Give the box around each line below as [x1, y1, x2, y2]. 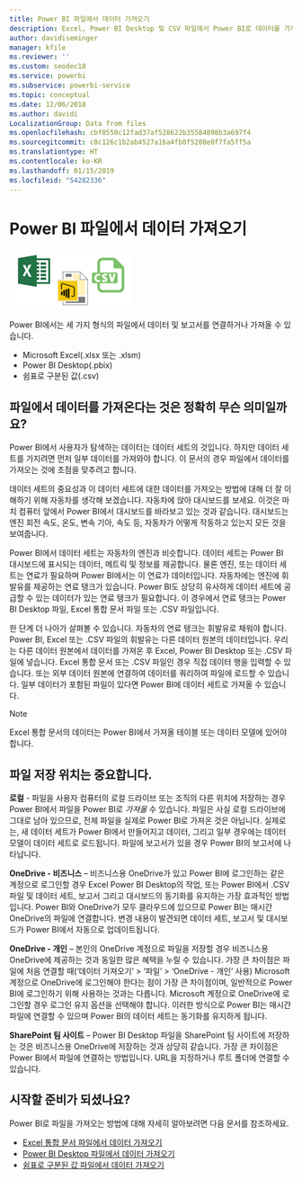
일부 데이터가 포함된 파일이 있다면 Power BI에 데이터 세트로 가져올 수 [21, 679, 262, 690]
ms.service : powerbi [9, 72, 87, 81]
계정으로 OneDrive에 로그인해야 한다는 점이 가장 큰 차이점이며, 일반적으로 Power [9, 977, 293, 988]
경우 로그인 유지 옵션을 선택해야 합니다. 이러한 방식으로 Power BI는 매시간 [32, 999, 292, 1011]
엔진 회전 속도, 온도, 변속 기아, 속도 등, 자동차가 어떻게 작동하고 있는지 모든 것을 [9, 517, 287, 528]
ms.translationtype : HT [9, 147, 99, 156]
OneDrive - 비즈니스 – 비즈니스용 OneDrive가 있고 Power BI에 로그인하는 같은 [9, 868, 285, 879]
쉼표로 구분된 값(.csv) [22, 371, 100, 381]
